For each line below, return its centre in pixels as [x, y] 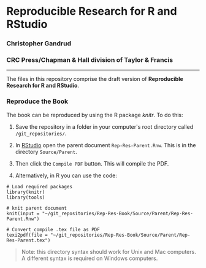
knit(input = [23, 213]
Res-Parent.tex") [29, 240]
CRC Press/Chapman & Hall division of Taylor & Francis [90, 60]
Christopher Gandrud [39, 44]
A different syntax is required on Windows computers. [90, 258]
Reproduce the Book [37, 101]
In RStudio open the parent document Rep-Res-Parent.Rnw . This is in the [105, 145]
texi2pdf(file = [27, 235]
